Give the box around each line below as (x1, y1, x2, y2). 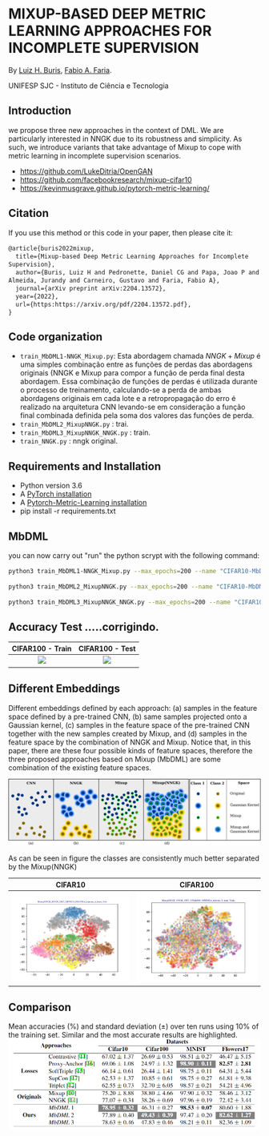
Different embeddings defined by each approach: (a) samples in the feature (8, 703, 258, 713)
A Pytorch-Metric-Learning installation (19, 498, 147, 508)
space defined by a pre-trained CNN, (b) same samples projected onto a (8, 712, 247, 721)
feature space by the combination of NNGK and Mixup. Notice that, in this (8, 737, 251, 747)
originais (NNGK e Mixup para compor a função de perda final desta (19, 368, 246, 378)
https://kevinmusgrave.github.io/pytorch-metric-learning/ (19, 183, 210, 193)
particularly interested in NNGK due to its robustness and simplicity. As (8, 134, 243, 143)
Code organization (8, 330, 102, 343)
